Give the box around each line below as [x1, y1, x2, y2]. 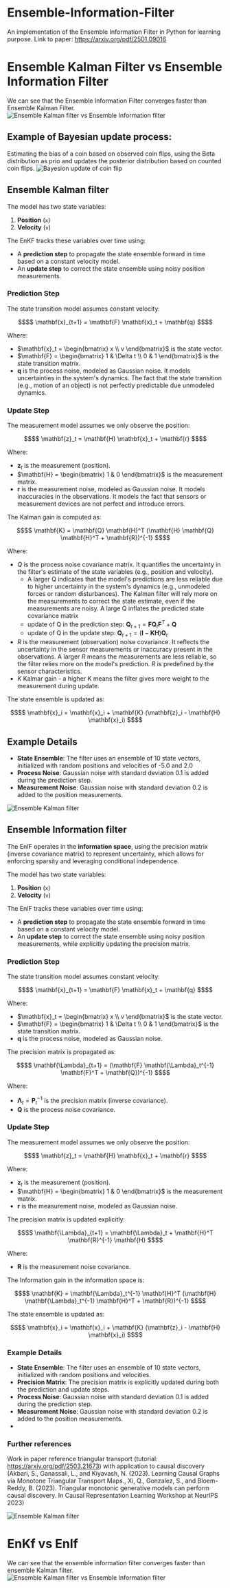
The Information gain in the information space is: [7, 1276, 145, 1284]
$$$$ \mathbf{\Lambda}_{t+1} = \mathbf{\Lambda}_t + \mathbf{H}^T [16, 1228, 214, 1237]
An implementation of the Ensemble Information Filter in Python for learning [7, 28, 221, 36]
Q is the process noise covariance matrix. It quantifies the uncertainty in [16, 560, 221, 568]
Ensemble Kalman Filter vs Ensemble [7, 59, 222, 75]
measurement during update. [16, 682, 100, 690]
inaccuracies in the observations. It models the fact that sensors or [16, 492, 207, 500]
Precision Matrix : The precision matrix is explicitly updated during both [16, 1378, 220, 1386]
